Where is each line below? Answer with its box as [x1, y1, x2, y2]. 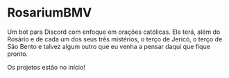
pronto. [7, 50, 28, 58]
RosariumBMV [7, 5, 92, 21]
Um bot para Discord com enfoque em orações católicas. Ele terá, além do [7, 28, 221, 36]
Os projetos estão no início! [7, 63, 85, 71]
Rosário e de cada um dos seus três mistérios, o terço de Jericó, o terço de [7, 35, 223, 43]
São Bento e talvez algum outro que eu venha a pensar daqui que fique [7, 42, 210, 50]
